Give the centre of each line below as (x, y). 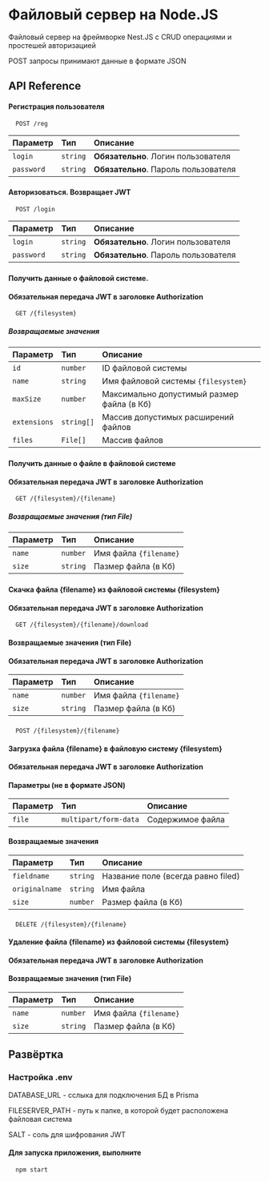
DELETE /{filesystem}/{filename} (71, 924)
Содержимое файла (186, 820)
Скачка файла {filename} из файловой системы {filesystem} (114, 589)
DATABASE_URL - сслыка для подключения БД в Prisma (103, 1095)
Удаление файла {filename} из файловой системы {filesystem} (119, 942)
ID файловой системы (145, 368)
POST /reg (32, 123)
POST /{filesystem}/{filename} (68, 731)
